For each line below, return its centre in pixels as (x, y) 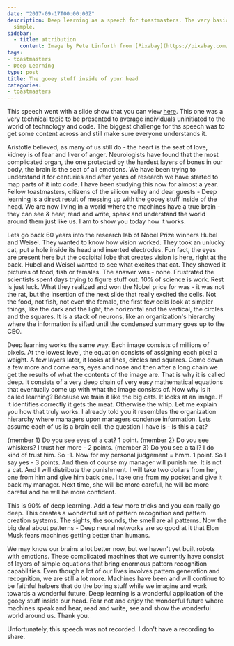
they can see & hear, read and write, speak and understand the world (106, 214)
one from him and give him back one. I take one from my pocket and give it (115, 477)
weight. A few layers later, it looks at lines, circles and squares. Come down (115, 360)
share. (16, 637)
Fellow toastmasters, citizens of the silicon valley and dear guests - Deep (112, 192)
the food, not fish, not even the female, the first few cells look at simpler (110, 302)
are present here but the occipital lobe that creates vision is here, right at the (117, 257)
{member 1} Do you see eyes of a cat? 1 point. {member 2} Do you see (108, 440)
